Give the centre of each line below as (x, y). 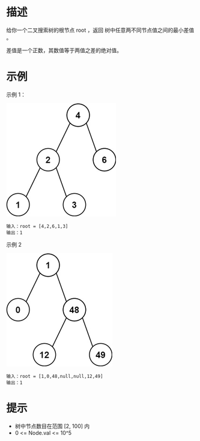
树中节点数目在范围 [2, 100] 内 (52, 426)
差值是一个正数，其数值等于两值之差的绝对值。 (64, 50)
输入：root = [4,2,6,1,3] (37, 226)
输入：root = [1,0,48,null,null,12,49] (55, 376)
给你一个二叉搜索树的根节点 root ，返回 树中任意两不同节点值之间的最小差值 (100, 30)
